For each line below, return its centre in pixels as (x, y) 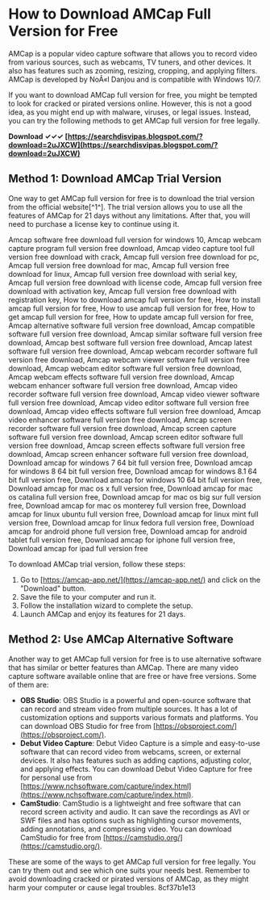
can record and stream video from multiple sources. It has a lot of (129, 709)
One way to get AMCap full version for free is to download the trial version (132, 198)
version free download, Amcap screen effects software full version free (127, 446)
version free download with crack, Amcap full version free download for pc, (134, 257)
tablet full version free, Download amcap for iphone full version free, (122, 540)
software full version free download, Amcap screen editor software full (126, 437)
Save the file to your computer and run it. (88, 597)
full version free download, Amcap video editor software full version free (129, 402)
